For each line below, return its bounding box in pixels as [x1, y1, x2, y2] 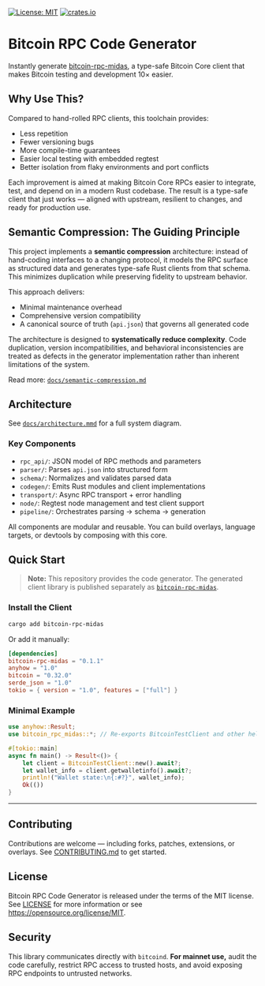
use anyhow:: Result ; [8, 723, 77, 731]
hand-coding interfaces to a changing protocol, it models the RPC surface [8, 255, 248, 264]
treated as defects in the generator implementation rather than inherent [8, 351, 240, 361]
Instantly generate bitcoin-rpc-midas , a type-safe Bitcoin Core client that [8, 61, 245, 70]
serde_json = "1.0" [8, 679, 73, 687]
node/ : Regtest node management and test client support [19, 498, 205, 508]
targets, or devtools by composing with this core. [8, 530, 168, 540]
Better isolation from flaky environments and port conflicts [19, 162, 209, 171]
